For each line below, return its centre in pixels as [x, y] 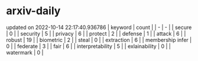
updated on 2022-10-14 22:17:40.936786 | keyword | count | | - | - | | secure [99, 27]
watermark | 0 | [25, 52]
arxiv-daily [33, 11]
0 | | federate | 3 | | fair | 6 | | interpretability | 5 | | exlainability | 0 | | [89, 46]
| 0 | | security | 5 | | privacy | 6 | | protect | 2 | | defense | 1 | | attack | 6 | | [96, 33]
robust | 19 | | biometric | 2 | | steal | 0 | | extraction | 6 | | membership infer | [99, 40]
